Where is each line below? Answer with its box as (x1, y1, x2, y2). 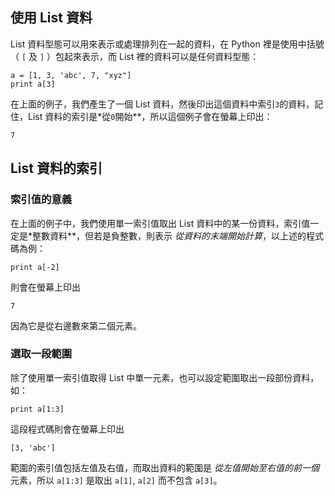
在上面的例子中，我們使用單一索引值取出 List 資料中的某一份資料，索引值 (10, 217, 311, 229)
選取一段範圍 (10, 347, 73, 361)
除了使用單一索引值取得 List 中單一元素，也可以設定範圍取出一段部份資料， (10, 371, 320, 383)
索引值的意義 (10, 193, 73, 207)
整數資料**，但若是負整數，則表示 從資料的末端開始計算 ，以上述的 (32, 229, 307, 242)
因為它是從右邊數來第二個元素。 (10, 319, 142, 332)
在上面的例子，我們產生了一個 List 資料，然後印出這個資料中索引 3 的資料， (10, 98, 315, 110)
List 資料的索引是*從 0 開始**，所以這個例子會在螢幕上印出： (27, 110, 273, 122)
